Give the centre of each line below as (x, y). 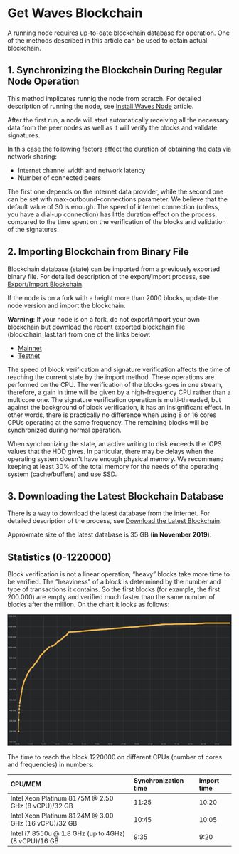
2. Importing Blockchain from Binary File (99, 252)
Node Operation (43, 81)
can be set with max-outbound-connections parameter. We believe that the (117, 199)
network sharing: (32, 156)
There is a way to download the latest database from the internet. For (109, 513)
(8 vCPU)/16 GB (34, 840)
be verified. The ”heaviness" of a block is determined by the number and (114, 582)
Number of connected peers (59, 178)
